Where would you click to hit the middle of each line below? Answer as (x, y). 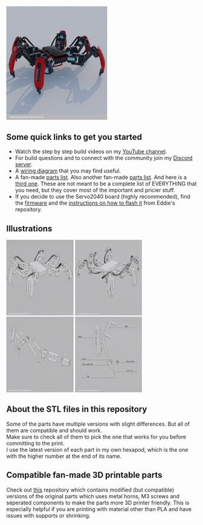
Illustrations (29, 229)
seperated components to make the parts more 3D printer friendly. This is (98, 503)
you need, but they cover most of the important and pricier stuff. (95, 190)
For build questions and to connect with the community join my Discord (104, 158)
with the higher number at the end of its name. (64, 456)
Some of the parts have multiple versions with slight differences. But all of (98, 424)
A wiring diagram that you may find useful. (68, 171)
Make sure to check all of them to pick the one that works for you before (96, 437)
